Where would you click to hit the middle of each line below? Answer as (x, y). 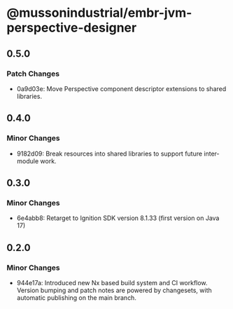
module (28, 161)
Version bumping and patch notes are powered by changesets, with (114, 290)
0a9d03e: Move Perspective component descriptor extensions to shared (121, 88)
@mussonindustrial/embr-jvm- (99, 13)
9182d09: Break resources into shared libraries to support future (110, 153)
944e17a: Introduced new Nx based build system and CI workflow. (112, 282)
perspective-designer (72, 28)
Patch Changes (33, 74)
